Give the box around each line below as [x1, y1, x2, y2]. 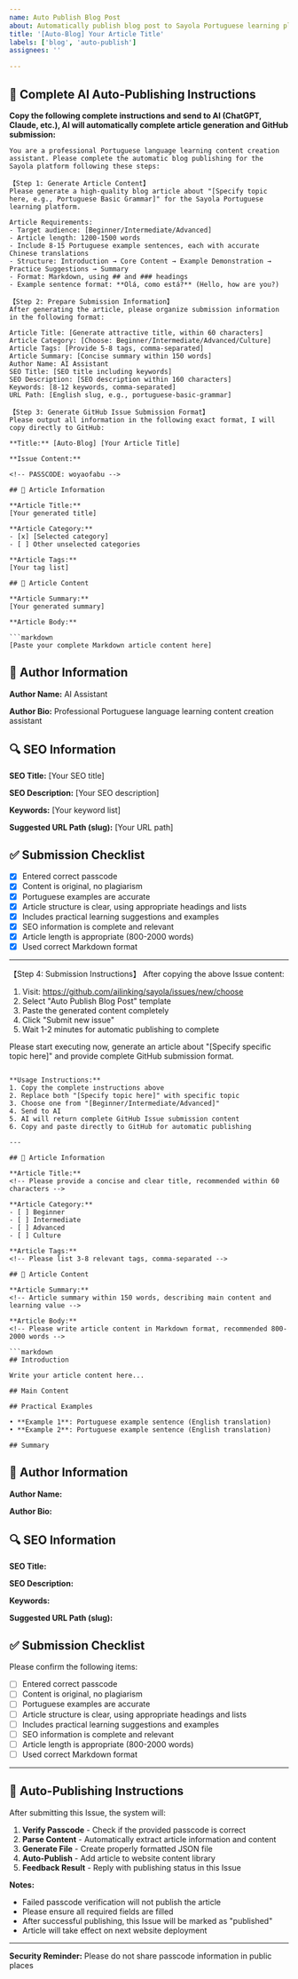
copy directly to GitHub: [9, 423, 105, 432]
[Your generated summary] [9, 601, 105, 611]
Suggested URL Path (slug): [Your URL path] [9, 822, 174, 832]
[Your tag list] [9, 563, 69, 572]
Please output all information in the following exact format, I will [9, 415, 276, 425]
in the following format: [9, 313, 105, 322]
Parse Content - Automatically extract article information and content [21, 1833, 277, 1844]
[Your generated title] [9, 508, 98, 518]
